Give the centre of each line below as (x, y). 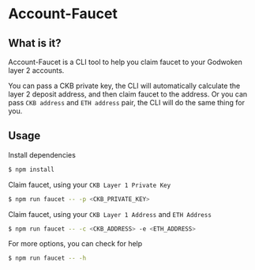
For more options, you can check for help (75, 244)
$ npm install (32, 169)
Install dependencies (42, 154)
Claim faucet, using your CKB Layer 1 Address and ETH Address (110, 214)
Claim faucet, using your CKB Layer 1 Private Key (90, 184)
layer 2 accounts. (36, 70)
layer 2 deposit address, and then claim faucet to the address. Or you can (128, 94)
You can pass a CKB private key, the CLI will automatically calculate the (124, 86)
